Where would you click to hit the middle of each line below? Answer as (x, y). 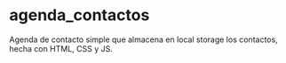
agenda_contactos (79, 15)
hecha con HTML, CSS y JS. (61, 48)
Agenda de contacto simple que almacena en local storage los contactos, (143, 39)
